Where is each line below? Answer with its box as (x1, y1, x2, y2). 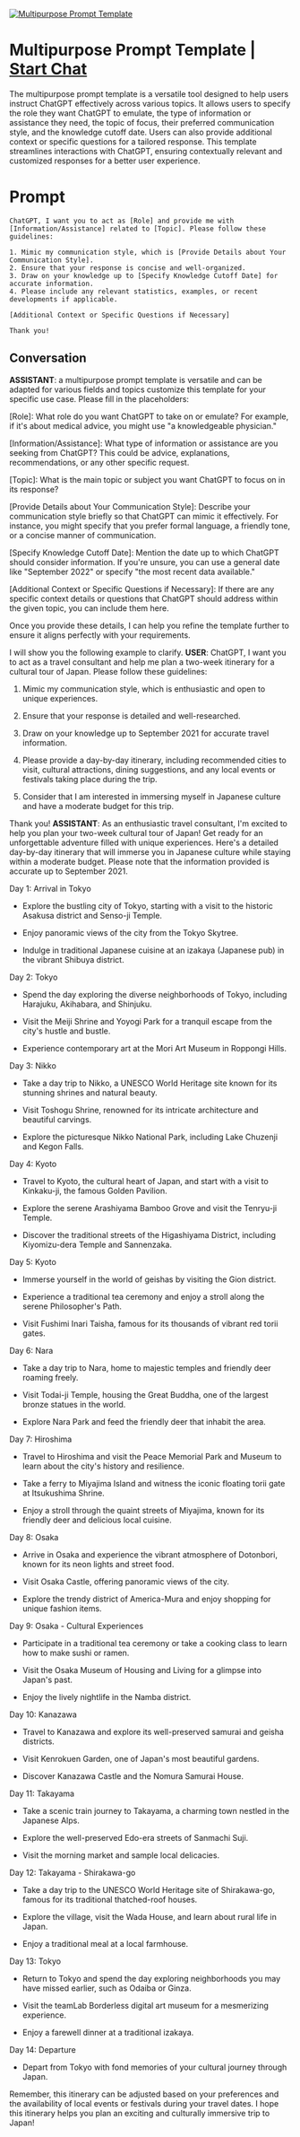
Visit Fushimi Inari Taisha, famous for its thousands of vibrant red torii (21, 1318, 279, 1329)
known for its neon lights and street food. (21, 1558, 175, 1569)
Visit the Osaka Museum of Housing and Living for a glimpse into (21, 1664, 262, 1675)
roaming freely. (21, 1372, 79, 1383)
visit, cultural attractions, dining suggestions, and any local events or (21, 763, 276, 775)
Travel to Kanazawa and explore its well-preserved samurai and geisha (21, 1726, 285, 1737)
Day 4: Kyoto (9, 1158, 57, 1169)
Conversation (9, 351, 87, 366)
